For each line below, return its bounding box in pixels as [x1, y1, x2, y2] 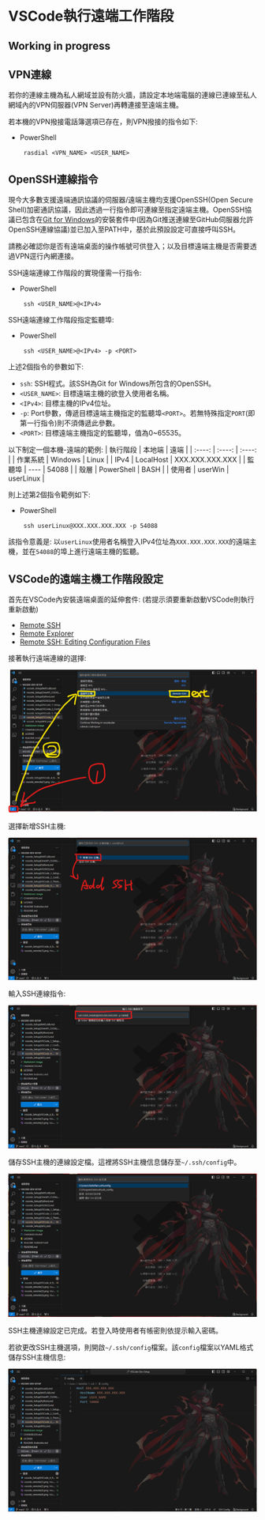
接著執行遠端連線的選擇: [8, 654, 87, 663]
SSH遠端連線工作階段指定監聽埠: [8, 315, 114, 325]
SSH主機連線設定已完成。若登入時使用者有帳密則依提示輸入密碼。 [8, 1326, 223, 1336]
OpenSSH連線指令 [8, 172, 99, 186]
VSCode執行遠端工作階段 [8, 7, 174, 25]
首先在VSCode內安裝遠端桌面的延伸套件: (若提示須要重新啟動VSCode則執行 [8, 594, 255, 605]
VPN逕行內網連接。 [14, 251, 79, 261]
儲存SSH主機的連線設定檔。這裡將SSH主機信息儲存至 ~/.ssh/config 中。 [8, 1157, 241, 1167]
